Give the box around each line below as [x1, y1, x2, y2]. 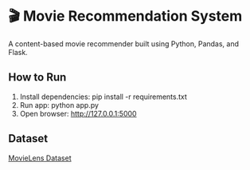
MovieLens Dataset [8, 153, 72, 163]
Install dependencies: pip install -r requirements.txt [19, 92, 187, 101]
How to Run [8, 70, 67, 85]
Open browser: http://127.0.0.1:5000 [19, 109, 137, 118]
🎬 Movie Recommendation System [8, 7, 243, 26]
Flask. [8, 47, 28, 57]
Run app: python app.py [19, 100, 100, 109]
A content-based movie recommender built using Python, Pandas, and [8, 38, 240, 49]
